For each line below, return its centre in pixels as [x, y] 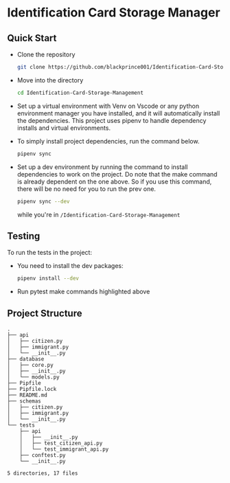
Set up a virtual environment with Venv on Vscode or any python [108, 106]
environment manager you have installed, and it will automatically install [118, 113]
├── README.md [27, 395]
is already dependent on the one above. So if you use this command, [114, 181]
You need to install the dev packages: [70, 266]
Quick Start [32, 38]
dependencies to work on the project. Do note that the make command [117, 174]
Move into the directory [50, 80]
